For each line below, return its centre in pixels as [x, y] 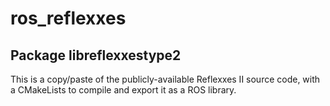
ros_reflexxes [68, 18]
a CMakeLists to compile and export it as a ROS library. [123, 90]
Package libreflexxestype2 [96, 55]
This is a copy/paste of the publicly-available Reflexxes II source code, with [165, 79]
